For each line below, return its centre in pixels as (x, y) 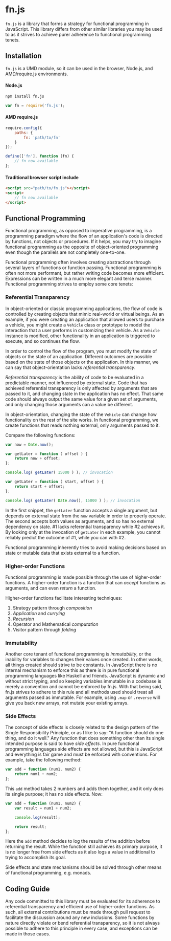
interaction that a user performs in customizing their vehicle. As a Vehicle (82, 330)
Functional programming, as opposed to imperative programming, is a (79, 231)
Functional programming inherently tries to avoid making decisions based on (86, 547)
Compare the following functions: (40, 435)
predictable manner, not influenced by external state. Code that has (76, 383)
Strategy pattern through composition (52, 608)
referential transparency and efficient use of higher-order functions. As (80, 907)
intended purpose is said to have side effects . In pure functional (72, 743)
